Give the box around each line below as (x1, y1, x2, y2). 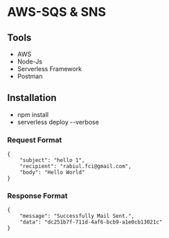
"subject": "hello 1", (19, 157, 85, 164)
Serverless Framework (17, 65, 82, 73)
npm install (17, 110, 49, 118)
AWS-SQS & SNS (7, 4, 106, 20)
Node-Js (17, 57, 43, 66)
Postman (17, 72, 43, 80)
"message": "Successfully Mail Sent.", (19, 212, 135, 220)
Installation (7, 92, 57, 104)
